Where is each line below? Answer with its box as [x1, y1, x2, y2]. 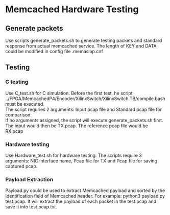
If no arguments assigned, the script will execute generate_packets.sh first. [5, 117, 163, 123]
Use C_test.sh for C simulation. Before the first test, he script [5, 90, 133, 96]
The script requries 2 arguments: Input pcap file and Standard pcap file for [5, 106, 162, 112]
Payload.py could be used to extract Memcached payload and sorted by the [5, 187, 165, 194]
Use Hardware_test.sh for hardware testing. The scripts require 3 [5, 152, 142, 158]
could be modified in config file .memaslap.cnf [5, 49, 103, 54]
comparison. [5, 111, 32, 118]
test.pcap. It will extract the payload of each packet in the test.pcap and [5, 198, 157, 205]
